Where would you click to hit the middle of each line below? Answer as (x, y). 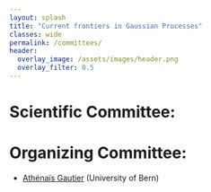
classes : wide (36, 34)
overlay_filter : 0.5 (56, 68)
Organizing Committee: (98, 153)
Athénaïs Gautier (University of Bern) (91, 178)
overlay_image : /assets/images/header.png (98, 59)
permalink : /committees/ (56, 43)
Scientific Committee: (92, 112)
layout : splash (38, 17)
